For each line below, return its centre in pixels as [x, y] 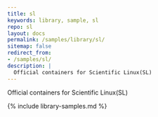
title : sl [22, 14]
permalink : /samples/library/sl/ [56, 40]
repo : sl [20, 27]
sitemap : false [29, 46]
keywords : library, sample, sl [53, 20]
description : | [29, 66]
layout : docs [26, 33]
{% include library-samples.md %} [57, 106]
